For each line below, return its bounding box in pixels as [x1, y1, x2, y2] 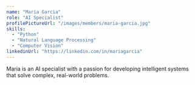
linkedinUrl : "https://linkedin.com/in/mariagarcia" [6, 49, 143, 55]
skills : [6, 25, 26, 32]
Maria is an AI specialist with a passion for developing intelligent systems [6, 65, 190, 72]
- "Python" [12, 32, 39, 38]
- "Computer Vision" [12, 43, 64, 49]
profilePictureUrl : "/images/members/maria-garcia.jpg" [6, 20, 151, 26]
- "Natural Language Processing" [12, 37, 97, 43]
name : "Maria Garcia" [6, 8, 61, 15]
